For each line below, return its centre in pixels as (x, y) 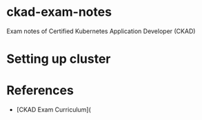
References (40, 91)
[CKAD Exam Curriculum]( (53, 110)
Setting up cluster (59, 59)
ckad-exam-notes (59, 12)
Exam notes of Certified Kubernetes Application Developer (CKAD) (101, 31)
